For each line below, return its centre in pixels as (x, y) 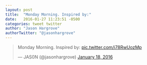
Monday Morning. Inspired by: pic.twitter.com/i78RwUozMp (80, 47)
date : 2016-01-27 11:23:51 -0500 (43, 19)
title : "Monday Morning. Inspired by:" (48, 14)
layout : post (19, 10)
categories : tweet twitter (34, 24)
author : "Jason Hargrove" (32, 28)
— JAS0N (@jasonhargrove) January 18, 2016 (65, 57)
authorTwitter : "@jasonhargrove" (40, 33)
